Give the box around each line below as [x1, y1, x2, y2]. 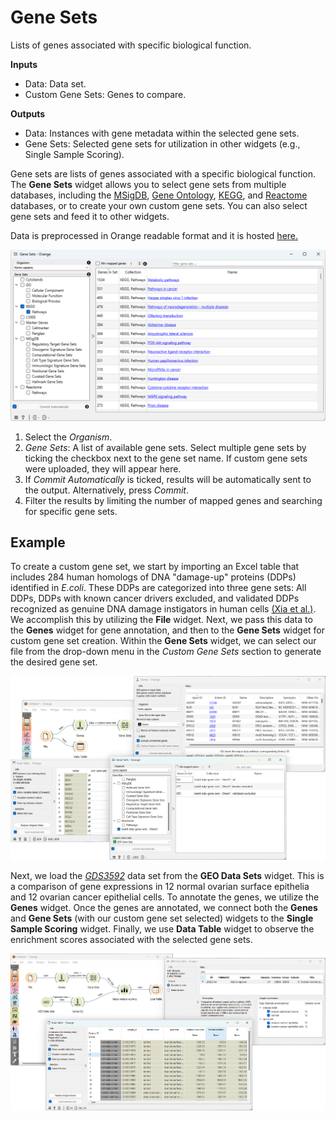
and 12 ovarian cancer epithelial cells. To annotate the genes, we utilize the [10, 891, 320, 903]
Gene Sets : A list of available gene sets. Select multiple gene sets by [24, 441, 307, 453]
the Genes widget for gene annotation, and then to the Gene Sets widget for [10, 624, 326, 636]
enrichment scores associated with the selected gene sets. [10, 934, 253, 946]
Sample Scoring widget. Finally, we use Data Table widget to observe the [10, 923, 315, 935]
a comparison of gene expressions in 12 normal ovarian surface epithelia [10, 881, 310, 893]
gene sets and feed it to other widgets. [10, 210, 170, 222]
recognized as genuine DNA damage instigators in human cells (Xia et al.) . [10, 603, 317, 615]
